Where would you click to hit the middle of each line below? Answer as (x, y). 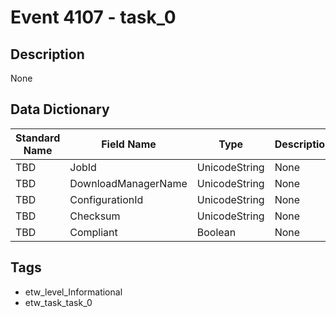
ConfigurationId (106, 199)
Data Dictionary (60, 109)
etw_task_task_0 (58, 302)
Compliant (93, 232)
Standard (38, 138)
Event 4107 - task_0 (93, 17)
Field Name (129, 144)
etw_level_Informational (73, 292)
